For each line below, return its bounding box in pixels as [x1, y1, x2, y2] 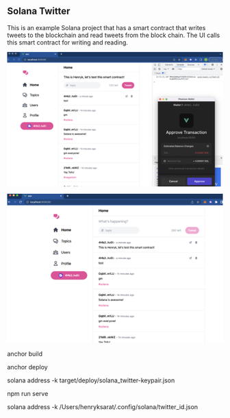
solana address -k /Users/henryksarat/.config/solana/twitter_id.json [7, 402, 199, 410]
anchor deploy [7, 362, 48, 371]
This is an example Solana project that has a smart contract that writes [7, 23, 206, 32]
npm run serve [7, 389, 49, 397]
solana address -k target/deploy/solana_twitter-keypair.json [7, 376, 175, 384]
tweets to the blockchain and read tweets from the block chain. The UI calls [7, 31, 220, 39]
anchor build [7, 349, 43, 358]
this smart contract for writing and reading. [7, 38, 129, 47]
